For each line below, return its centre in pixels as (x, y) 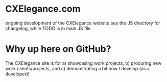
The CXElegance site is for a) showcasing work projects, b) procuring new (83, 63)
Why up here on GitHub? (58, 49)
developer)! (17, 74)
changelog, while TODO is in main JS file (48, 28)
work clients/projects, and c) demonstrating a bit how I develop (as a (77, 68)
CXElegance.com (43, 9)
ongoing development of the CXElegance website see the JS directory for (83, 23)
